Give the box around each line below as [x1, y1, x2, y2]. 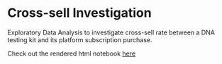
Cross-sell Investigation [7, 5, 152, 21]
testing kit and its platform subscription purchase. [7, 35, 152, 44]
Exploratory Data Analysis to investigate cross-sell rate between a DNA [7, 28, 215, 37]
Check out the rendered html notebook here [7, 49, 136, 58]
